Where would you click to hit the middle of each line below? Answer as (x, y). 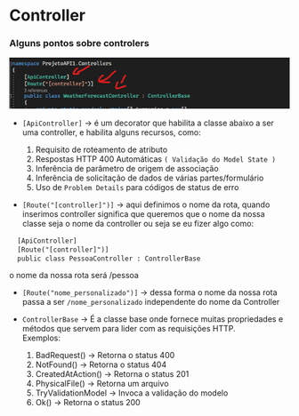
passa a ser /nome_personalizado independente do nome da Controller (151, 301)
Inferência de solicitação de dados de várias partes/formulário (149, 178)
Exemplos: (41, 338)
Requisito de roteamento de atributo (101, 149)
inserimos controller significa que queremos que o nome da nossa (143, 213)
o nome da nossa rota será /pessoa (74, 275)
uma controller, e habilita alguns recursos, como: (112, 132)
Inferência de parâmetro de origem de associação (127, 168)
